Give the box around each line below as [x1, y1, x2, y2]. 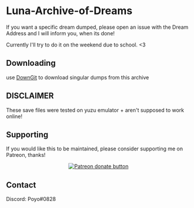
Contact [6, 180, 36, 190]
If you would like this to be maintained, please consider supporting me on [6, 145, 183, 152]
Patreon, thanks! [6, 152, 46, 159]
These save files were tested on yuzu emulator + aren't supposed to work [6, 106, 185, 113]
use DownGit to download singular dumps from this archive [6, 73, 149, 80]
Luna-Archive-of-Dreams [6, 4, 133, 18]
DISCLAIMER [6, 91, 54, 101]
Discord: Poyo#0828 [6, 196, 56, 203]
